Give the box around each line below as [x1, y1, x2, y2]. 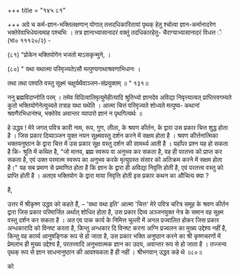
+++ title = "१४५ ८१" [7, 6, 66, 14]
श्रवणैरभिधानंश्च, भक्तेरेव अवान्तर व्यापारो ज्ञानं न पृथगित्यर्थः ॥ [7, 110, 143, 117]
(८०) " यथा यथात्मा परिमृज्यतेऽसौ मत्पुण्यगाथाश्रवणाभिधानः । [7, 65, 141, 73]
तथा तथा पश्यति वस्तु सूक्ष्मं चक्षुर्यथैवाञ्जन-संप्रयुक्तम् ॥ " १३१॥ [7, 79, 148, 87]
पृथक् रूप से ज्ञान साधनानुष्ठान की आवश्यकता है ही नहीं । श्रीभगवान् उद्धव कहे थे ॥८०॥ [7, 248, 203, 256]
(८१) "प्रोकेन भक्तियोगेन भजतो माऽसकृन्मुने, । [7, 51, 111, 59]
